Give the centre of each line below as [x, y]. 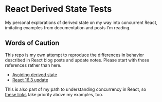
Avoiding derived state [35, 75]
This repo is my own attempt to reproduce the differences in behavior [75, 55]
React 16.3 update [30, 80]
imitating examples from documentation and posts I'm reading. [68, 27]
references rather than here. [33, 65]
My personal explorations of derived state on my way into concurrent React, [81, 22]
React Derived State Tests [58, 9]
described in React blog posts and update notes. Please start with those [77, 60]
